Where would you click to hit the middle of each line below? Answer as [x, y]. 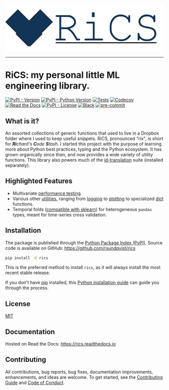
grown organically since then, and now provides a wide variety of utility [79, 154]
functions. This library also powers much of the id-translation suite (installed [84, 160]
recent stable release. [28, 273]
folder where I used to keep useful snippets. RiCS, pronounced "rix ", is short [84, 138]
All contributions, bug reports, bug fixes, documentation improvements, [79, 372]
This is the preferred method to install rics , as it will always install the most [83, 268]
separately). [18, 165]
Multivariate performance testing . [47, 193]
